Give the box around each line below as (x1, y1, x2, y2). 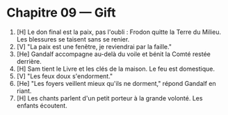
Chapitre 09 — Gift (6, 5, 116, 21)
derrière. (16, 57, 42, 65)
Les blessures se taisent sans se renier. (16, 35, 130, 43)
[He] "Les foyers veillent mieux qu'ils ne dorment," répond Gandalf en (16, 79, 216, 87)
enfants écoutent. (16, 101, 67, 109)
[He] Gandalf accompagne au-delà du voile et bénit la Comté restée (16, 50, 211, 58)
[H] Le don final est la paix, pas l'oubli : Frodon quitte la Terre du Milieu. (16, 28, 222, 36)
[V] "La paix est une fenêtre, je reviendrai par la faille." (16, 42, 172, 51)
